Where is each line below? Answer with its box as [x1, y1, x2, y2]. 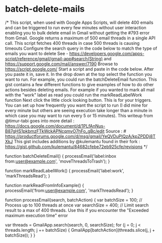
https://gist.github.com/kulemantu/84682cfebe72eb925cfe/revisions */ [5, 144, 148, 150]
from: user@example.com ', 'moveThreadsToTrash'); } [5, 158, 110, 164]
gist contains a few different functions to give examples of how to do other [5, 81, 154, 87]
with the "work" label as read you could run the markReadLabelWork [5, 92, 142, 98]
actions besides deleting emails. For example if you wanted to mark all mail [5, 87, 155, 93]
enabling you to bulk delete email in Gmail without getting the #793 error [5, 30, 150, 36]
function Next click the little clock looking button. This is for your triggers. [5, 97, 152, 103]
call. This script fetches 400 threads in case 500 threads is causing [5, 40, 140, 46]
